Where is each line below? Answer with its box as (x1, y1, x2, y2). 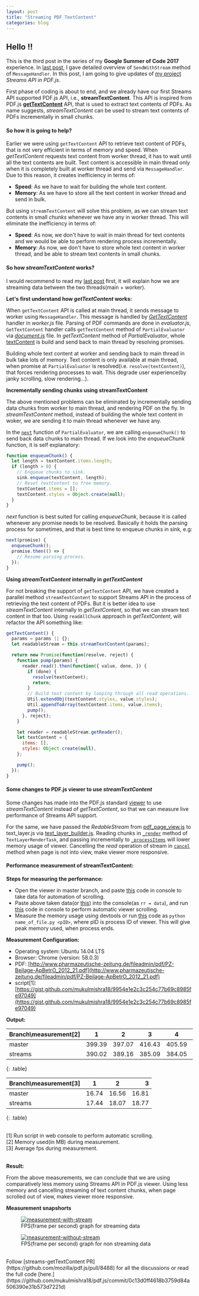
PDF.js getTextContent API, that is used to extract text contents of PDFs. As (6, 100, 192, 108)
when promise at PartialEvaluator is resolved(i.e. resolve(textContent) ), (6, 362, 186, 369)
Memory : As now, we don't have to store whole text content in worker (14, 244, 185, 251)
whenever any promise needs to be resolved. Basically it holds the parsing (6, 520, 188, 527)
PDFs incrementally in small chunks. (6, 114, 95, 121)
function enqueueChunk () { (6, 452, 73, 458)
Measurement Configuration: (6, 936, 80, 943)
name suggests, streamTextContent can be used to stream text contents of (6, 107, 190, 114)
